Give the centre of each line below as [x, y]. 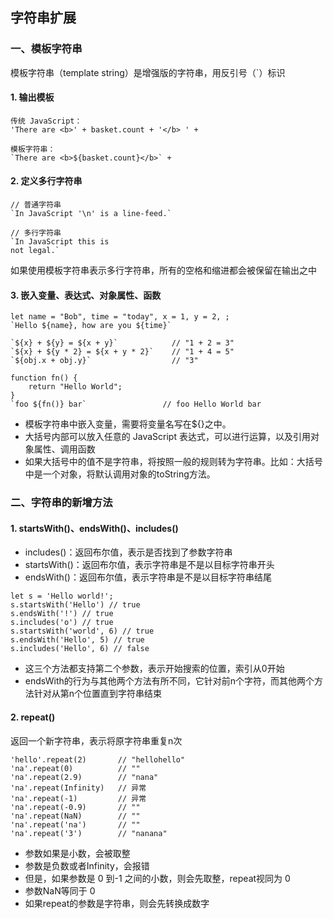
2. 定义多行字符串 [46, 181]
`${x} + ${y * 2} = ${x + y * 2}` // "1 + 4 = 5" [122, 352]
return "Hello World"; [75, 387]
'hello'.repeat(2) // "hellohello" [98, 759]
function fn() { [44, 378]
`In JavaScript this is [60, 242]
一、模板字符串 [46, 49]
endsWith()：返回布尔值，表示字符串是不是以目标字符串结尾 [148, 577]
